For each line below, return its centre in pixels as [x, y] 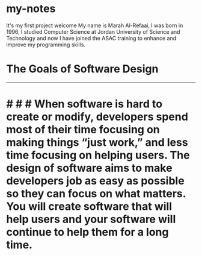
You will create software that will [89, 206]
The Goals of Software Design [82, 69]
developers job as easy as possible [95, 181]
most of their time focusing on [83, 130]
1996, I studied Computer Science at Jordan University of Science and [93, 31]
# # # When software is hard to [84, 104]
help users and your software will [91, 219]
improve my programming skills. [46, 45]
